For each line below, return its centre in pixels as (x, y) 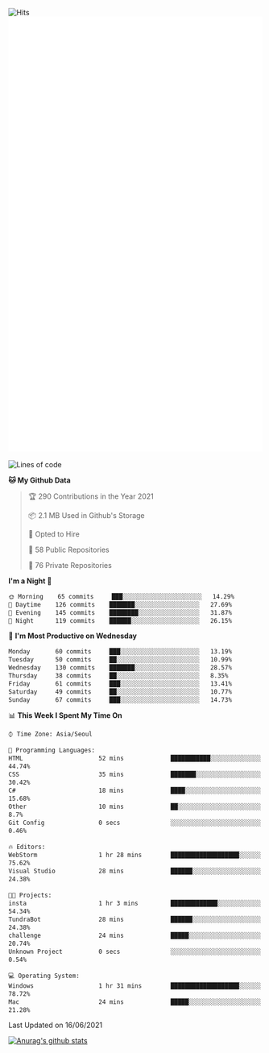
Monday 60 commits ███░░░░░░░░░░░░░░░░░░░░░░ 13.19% (120, 651)
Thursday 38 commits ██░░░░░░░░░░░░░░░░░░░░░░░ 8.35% (118, 676)
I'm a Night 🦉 (30, 581)
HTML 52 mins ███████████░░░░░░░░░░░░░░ (135, 758)
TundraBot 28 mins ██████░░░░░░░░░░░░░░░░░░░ (135, 919)
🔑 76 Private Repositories (70, 565)
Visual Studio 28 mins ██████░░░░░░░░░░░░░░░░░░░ (135, 871)
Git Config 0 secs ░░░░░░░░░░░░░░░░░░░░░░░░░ (135, 823)
